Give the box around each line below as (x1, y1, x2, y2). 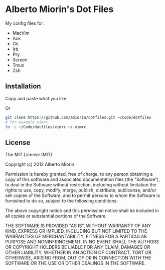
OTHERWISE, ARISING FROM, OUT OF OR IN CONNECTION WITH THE (5, 255, 151, 261)
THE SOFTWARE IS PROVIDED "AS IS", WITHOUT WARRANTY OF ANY (5, 223, 151, 229)
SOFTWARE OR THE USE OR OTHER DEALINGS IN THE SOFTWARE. (5, 260, 146, 266)
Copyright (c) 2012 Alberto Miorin (5, 161, 74, 167)
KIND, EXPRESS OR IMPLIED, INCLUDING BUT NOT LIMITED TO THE (5, 228, 147, 234)
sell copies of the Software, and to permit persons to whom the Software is (5, 192, 160, 198)
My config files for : (5, 20, 46, 26)
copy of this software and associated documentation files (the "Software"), (5, 176, 160, 182)
